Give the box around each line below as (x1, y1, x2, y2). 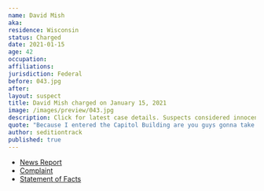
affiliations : (8, 63, 55, 71)
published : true (8, 135, 61, 144)
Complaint (19, 166, 53, 175)
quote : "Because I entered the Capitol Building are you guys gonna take (8, 121, 255, 129)
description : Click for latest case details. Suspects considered (8, 114, 230, 122)
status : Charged (8, 33, 61, 42)
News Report (19, 157, 63, 167)
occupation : (8, 56, 47, 64)
